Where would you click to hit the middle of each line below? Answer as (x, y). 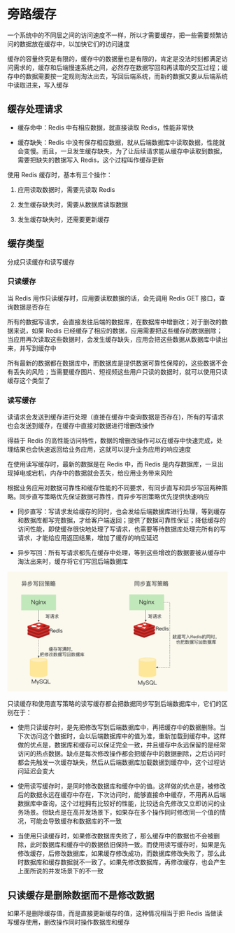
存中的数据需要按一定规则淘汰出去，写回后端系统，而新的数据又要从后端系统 (117, 76)
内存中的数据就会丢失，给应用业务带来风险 (111, 473)
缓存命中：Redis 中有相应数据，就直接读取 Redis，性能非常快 (106, 127)
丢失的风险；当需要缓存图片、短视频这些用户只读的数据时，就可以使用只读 (120, 371)
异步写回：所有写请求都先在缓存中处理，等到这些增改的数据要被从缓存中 (121, 553)
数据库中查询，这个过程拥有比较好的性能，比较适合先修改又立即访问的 (119, 803)
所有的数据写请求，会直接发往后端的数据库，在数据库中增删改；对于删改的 (114, 322)
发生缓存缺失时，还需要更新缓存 (63, 219)
